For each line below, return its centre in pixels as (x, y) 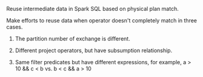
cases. (15, 27)
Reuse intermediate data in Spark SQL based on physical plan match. (92, 9)
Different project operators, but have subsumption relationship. (94, 50)
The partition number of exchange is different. (72, 38)
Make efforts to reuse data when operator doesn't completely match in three (101, 20)
